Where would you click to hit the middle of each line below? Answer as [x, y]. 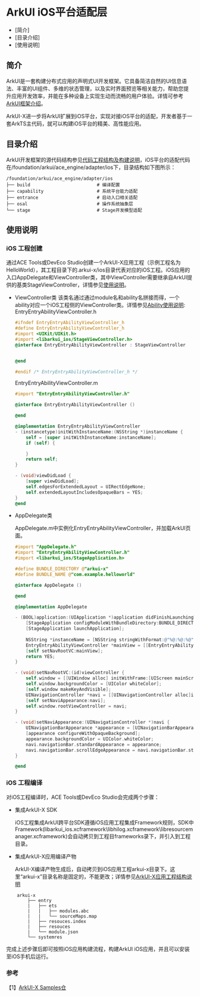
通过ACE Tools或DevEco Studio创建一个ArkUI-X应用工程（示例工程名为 [93, 263]
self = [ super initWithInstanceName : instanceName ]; [91, 437]
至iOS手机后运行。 [29, 956]
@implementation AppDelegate [51, 607]
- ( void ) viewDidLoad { [43, 476]
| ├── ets [43, 906]
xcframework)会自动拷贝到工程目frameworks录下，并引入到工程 [112, 836]
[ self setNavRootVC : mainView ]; [65, 651]
